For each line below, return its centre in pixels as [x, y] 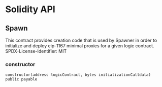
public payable [21, 79]
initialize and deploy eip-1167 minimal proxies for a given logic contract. [80, 46]
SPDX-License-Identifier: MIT [36, 51]
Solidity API [30, 9]
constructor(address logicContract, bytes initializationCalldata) [78, 75]
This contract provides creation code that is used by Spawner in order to [81, 40]
